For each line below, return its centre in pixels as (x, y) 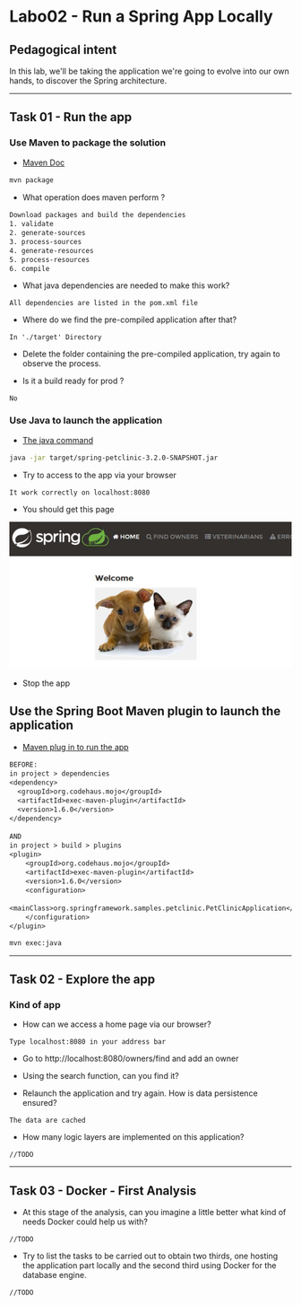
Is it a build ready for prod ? (73, 381)
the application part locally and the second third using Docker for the (149, 1266)
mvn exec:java (36, 943)
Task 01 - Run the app (71, 117)
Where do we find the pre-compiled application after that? (129, 320)
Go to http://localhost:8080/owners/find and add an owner (130, 1059)
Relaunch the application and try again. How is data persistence (140, 1093)
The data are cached (48, 1121)
